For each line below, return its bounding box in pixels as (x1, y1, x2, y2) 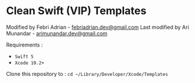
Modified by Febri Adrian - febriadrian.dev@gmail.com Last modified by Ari (6, 24, 189, 31)
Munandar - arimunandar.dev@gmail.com (6, 29, 108, 36)
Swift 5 (14, 54, 34, 59)
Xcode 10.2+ (14, 60, 44, 66)
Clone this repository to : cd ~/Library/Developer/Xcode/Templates (6, 70, 168, 77)
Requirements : (6, 41, 43, 48)
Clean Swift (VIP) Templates (6, 4, 147, 18)
